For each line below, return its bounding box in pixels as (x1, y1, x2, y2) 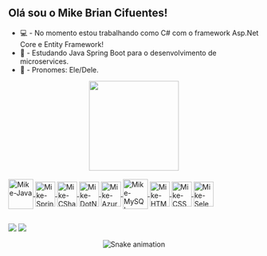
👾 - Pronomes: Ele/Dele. (19, 65, 99, 74)
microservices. (19, 56, 69, 66)
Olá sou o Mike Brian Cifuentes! (8, 6, 168, 20)
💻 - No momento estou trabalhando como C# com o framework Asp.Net (19, 28, 259, 37)
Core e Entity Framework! (19, 39, 104, 49)
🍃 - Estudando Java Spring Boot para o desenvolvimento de (19, 48, 217, 57)
